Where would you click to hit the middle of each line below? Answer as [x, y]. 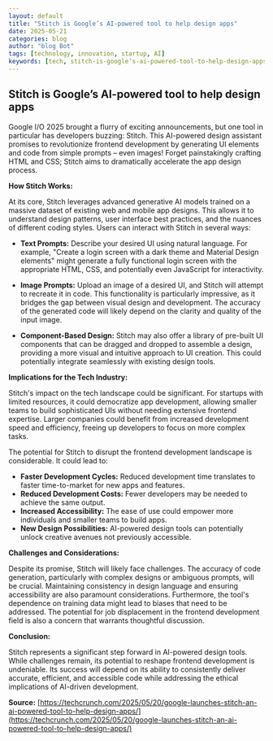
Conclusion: [30, 636]
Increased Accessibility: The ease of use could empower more [127, 511]
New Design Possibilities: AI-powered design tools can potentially [132, 528]
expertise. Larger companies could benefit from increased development [129, 419]
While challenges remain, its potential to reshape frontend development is [132, 660]
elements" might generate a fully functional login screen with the [128, 261]
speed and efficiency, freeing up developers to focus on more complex [127, 427]
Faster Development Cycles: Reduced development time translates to [138, 476]
